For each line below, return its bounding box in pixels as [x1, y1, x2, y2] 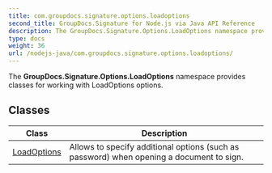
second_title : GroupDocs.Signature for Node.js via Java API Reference [8, 19, 255, 27]
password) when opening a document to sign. [69, 151, 244, 162]
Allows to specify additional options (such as [69, 141, 240, 152]
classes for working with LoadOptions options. [8, 80, 164, 90]
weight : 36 [8, 42, 45, 50]
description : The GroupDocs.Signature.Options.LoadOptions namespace [8, 27, 249, 35]
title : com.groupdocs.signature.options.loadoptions [8, 11, 190, 20]
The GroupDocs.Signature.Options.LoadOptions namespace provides [8, 72, 246, 81]
